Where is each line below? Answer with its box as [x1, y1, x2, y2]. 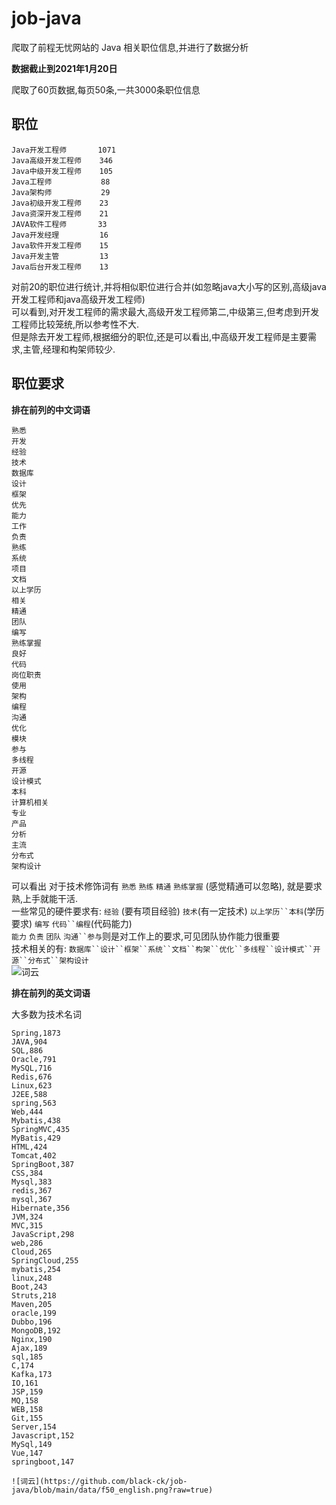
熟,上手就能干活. [11, 892, 79, 904]
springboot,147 [11, 1457, 75, 1467]
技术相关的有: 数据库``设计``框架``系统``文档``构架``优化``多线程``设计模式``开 [11, 942, 321, 954]
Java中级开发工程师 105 [11, 166, 113, 176]
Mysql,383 [11, 1177, 53, 1187]
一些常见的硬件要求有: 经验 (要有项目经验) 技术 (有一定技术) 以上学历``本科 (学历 [11, 905, 325, 917]
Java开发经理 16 [11, 230, 109, 240]
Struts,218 [11, 1290, 57, 1301]
